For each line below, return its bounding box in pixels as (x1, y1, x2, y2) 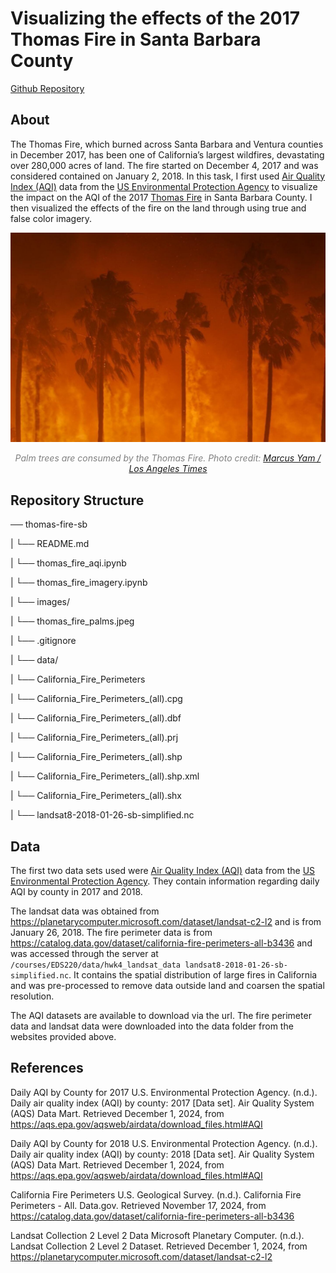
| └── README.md (10, 538, 90, 550)
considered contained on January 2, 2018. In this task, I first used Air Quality (10, 170, 326, 182)
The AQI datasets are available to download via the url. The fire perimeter (10, 1010, 312, 1022)
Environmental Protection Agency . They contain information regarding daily (10, 875, 320, 887)
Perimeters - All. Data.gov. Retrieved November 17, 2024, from (10, 1199, 267, 1211)
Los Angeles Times (128, 463, 208, 475)
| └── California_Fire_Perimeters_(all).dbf (10, 712, 182, 724)
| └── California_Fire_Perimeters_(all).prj (10, 732, 179, 744)
